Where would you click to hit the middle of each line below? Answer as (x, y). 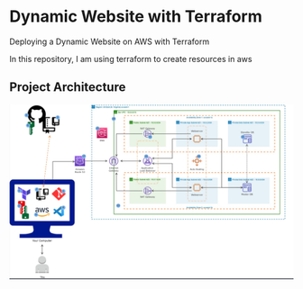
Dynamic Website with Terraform (136, 17)
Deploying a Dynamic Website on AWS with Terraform (110, 41)
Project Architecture (68, 87)
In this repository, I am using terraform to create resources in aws (131, 59)
